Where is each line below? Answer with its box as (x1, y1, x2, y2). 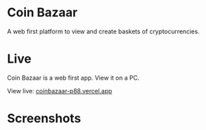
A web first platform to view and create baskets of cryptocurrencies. (7, 27, 200, 35)
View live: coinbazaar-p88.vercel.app (7, 86, 113, 95)
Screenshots (7, 111, 81, 127)
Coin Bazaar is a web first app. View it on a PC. (7, 74, 140, 82)
